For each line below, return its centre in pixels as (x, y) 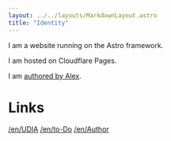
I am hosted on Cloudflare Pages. (63, 61)
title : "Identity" (38, 23)
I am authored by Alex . (45, 76)
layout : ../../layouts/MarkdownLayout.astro (83, 15)
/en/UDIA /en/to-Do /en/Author (59, 129)
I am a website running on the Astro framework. (86, 45)
